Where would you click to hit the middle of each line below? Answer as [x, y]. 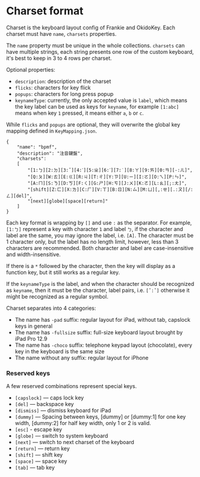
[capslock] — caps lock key [49, 398]
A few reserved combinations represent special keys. [72, 386]
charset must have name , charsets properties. [61, 33]
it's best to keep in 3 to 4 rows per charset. [59, 58]
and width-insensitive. [33, 254]
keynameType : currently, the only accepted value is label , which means [101, 100]
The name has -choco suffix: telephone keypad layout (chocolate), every [104, 345]
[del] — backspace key [44, 404]
